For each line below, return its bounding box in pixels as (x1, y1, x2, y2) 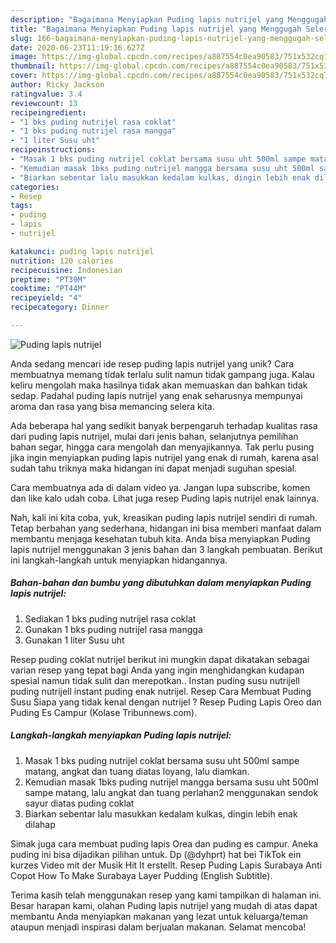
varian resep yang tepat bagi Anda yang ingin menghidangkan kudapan (10, 664, 305, 676)
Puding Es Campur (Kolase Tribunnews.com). (10, 706, 198, 718)
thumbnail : (10, 61, 56, 71)
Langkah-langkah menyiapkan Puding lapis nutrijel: (10, 729, 232, 741)
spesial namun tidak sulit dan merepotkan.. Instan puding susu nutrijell (10, 674, 300, 686)
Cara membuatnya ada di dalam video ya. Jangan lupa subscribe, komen (10, 481, 311, 493)
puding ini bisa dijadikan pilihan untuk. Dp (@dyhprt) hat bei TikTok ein (10, 848, 302, 860)
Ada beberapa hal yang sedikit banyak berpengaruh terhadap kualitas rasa (10, 419, 318, 431)
